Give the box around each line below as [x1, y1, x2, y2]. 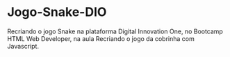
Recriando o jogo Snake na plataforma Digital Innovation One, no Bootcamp [7, 27, 224, 35]
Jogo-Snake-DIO [7, 4, 107, 20]
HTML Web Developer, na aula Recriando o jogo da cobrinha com [7, 34, 195, 42]
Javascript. [7, 42, 40, 50]
